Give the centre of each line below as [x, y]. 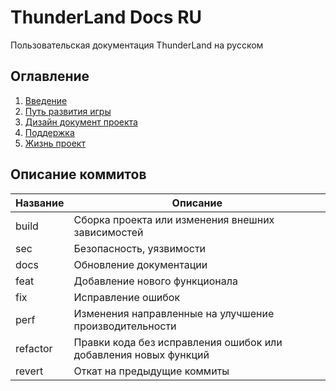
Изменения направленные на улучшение [174, 313]
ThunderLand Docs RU [106, 17]
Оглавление [50, 76]
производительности [125, 326]
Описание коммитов [78, 174]
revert [29, 371]
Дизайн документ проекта [81, 122]
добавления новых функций [141, 354]
